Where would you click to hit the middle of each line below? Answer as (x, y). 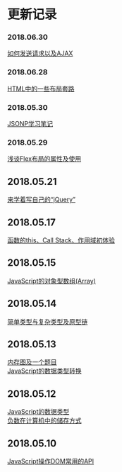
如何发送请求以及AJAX (40, 53)
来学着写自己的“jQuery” (42, 200)
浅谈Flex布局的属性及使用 (44, 159)
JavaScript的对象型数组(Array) (52, 281)
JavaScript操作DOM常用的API (51, 461)
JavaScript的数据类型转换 (45, 371)
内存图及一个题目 (32, 362)
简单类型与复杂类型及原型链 (48, 321)
